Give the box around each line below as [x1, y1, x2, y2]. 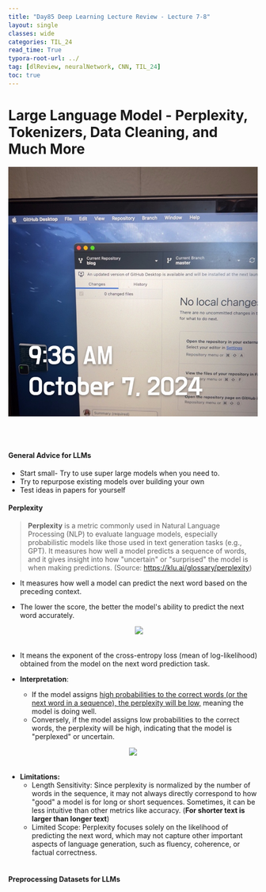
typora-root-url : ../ [8, 55, 80, 63]
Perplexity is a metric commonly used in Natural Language [27, 521, 220, 531]
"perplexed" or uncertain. [31, 732, 115, 741]
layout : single [8, 21, 59, 29]
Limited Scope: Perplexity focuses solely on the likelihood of [31, 822, 229, 832]
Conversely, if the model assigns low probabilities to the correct [31, 715, 240, 725]
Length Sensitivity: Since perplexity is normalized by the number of [31, 780, 251, 790]
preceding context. [19, 587, 82, 597]
